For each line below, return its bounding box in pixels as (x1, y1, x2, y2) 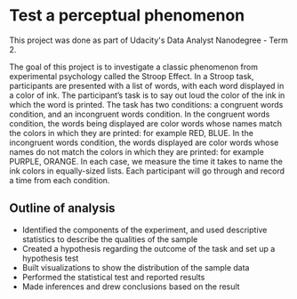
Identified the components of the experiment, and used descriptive (21, 224, 268, 235)
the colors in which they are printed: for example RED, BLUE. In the (9, 127, 253, 138)
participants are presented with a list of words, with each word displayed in (9, 80, 285, 91)
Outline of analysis (9, 201, 116, 216)
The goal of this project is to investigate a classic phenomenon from (9, 61, 258, 72)
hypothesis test (21, 253, 79, 263)
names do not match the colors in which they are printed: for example (9, 146, 264, 157)
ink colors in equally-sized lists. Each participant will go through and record (9, 166, 285, 176)
